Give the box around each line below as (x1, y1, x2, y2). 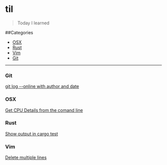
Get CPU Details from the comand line (5, 107, 83, 113)
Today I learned (17, 20, 50, 26)
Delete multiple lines (5, 155, 47, 161)
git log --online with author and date (5, 83, 80, 89)
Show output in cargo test (5, 131, 58, 137)
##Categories (5, 29, 33, 35)
